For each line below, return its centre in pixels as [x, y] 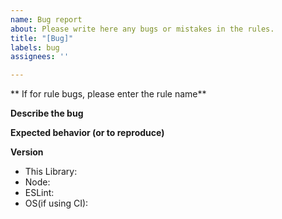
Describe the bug [47, 113]
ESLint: [39, 193]
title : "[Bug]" [42, 38]
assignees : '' [40, 57]
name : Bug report [46, 19]
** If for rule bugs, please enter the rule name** [108, 94]
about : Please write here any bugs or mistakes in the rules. [142, 29]
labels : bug [35, 47]
